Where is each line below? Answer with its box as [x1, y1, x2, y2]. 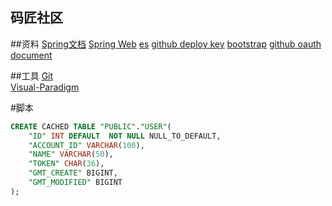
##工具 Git [10, 69, 54, 82]
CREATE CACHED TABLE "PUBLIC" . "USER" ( [10, 121, 172, 132]
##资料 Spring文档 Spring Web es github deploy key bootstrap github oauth [10, 38, 322, 50]
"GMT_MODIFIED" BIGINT [28, 178, 123, 188]
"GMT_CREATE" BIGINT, [28, 168, 118, 178]
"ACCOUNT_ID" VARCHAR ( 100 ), [28, 140, 145, 150]
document [10, 49, 53, 61]
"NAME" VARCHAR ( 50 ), [28, 149, 114, 160]
